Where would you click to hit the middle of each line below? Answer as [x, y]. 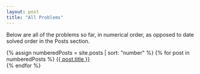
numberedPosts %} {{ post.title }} [48, 59]
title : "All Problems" [35, 17]
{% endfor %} [24, 65]
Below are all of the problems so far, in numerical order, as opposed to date [100, 34]
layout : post [23, 12]
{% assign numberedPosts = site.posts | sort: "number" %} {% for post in [98, 52]
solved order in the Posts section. [48, 41]
